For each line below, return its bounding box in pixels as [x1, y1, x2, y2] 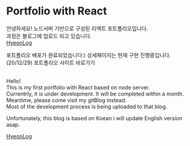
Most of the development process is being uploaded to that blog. [6, 103, 168, 110]
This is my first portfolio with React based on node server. [6, 84, 150, 91]
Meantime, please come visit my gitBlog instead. [6, 96, 127, 103]
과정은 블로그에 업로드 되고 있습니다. [6, 32, 92, 40]
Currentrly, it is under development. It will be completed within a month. [6, 90, 184, 97]
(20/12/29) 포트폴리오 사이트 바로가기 [6, 59, 95, 66]
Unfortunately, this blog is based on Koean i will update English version [6, 114, 183, 121]
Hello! [6, 77, 21, 85]
